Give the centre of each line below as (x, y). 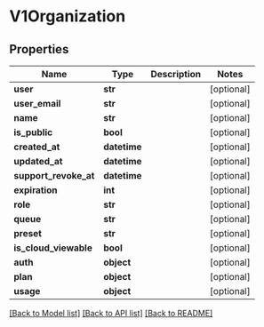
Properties (39, 49)
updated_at (38, 161)
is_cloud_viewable (53, 248)
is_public (33, 132)
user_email (37, 104)
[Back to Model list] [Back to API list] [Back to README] (111, 313)
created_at (37, 147)
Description (176, 74)
